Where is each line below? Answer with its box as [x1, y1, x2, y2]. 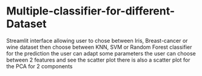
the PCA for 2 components [6, 62, 73, 70]
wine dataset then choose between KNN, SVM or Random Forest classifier [6, 43, 192, 51]
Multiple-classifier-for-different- [6, 4, 175, 18]
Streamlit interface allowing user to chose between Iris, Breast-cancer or [6, 37, 188, 44]
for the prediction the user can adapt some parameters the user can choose [6, 49, 196, 57]
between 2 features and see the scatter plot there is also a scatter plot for [6, 56, 190, 63]
